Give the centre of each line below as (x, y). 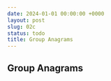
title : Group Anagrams (40, 40)
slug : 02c (22, 27)
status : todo (26, 33)
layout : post (26, 20)
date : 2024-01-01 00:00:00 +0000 (56, 14)
